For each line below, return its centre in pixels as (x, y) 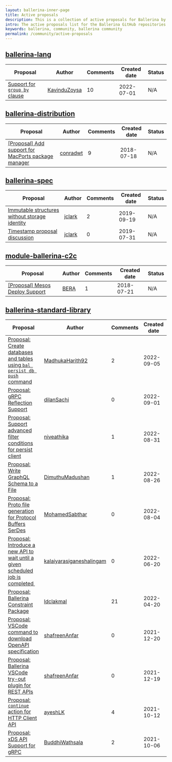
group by (18, 90)
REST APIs (20, 692)
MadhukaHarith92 (66, 361)
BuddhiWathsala (63, 743)
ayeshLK (54, 712)
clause (16, 95)
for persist (20, 450)
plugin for (19, 686)
